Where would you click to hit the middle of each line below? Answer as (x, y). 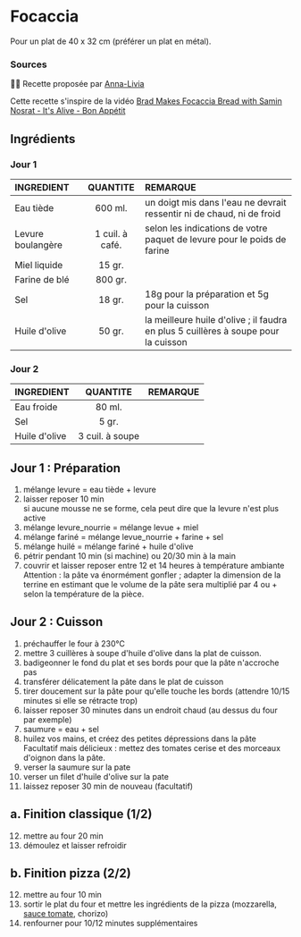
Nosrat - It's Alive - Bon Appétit (68, 111)
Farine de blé (42, 279)
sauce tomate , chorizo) (66, 914)
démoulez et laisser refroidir (75, 845)
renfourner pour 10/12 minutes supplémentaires (110, 924)
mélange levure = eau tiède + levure (90, 490)
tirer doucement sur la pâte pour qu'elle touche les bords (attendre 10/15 (156, 691)
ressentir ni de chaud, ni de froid (213, 214)
